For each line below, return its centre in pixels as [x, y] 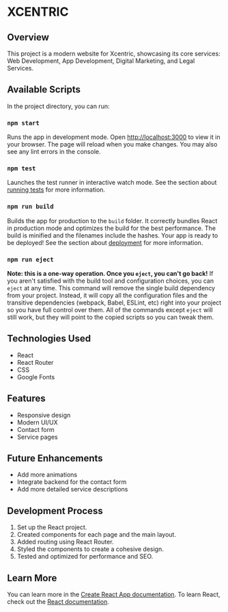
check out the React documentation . [58, 602]
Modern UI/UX [37, 422]
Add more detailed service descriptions [72, 489]
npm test [22, 169]
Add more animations [47, 475]
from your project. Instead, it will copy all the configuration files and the [108, 295]
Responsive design [44, 415]
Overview [28, 37]
